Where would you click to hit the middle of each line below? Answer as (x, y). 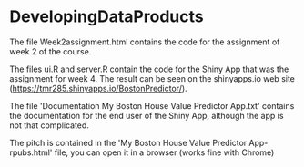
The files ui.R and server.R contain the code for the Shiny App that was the (149, 69)
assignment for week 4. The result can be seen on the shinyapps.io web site (152, 78)
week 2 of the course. (51, 51)
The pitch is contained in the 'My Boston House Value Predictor (128, 142)
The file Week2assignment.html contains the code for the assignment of (145, 42)
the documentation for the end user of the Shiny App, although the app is (147, 115)
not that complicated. (49, 125)
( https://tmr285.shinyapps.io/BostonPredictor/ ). (99, 88)
